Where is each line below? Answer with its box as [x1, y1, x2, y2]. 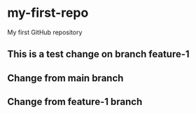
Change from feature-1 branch [7, 96, 143, 108]
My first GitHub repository [7, 28, 83, 36]
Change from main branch [7, 72, 124, 84]
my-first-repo [7, 5, 89, 21]
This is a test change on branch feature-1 [7, 48, 190, 60]
